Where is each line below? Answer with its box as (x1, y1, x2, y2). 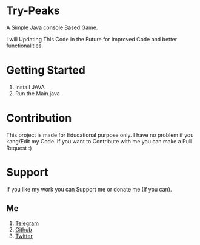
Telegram (15, 219, 39, 227)
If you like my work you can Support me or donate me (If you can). (6, 185, 172, 193)
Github (15, 226, 32, 233)
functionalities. (6, 42, 44, 49)
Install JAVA (15, 83, 45, 91)
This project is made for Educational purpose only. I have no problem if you (6, 131, 194, 139)
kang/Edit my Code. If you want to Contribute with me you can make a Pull (6, 137, 192, 145)
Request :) (6, 144, 32, 151)
